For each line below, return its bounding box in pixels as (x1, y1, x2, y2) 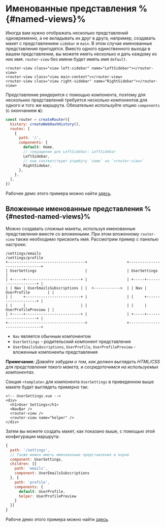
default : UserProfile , (18, 489, 66, 494)
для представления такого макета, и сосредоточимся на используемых (5, 364, 159, 370)
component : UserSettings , (10, 457, 64, 462)
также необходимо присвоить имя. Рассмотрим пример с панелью (15, 236, 159, 242)
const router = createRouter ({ (5, 117, 70, 122)
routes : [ (10, 126, 30, 131)
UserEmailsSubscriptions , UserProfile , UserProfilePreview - (12, 343, 136, 349)
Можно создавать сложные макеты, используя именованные (5, 226, 136, 232)
